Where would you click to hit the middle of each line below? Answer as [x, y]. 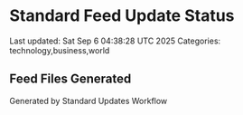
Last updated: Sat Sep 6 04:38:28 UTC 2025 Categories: [115, 41]
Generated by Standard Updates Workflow [89, 101]
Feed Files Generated [70, 79]
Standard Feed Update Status [122, 16]
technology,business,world [60, 50]
